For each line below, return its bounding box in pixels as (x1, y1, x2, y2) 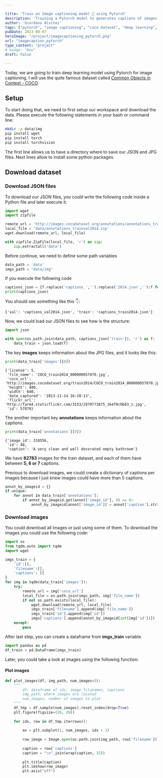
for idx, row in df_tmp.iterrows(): (14, 719, 88, 724)
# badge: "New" (5, 47, 36, 52)
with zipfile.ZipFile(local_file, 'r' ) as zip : (5, 239, 103, 244)
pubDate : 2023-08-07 (5, 30, 47, 35)
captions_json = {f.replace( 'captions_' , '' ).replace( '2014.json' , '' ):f (5, 285, 153, 290)
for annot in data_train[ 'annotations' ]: (14, 493, 98, 498)
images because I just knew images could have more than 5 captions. (5, 475, 145, 481)
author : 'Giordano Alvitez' (5, 20, 62, 25)
